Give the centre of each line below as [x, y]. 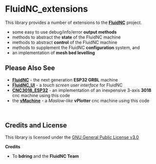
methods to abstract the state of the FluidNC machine [66, 37]
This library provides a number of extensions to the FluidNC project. [74, 22]
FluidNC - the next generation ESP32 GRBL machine [65, 80]
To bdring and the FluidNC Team [45, 156]
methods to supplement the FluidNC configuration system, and [76, 47]
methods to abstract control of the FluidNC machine [65, 42]
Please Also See [30, 68]
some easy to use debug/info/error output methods [64, 32]
